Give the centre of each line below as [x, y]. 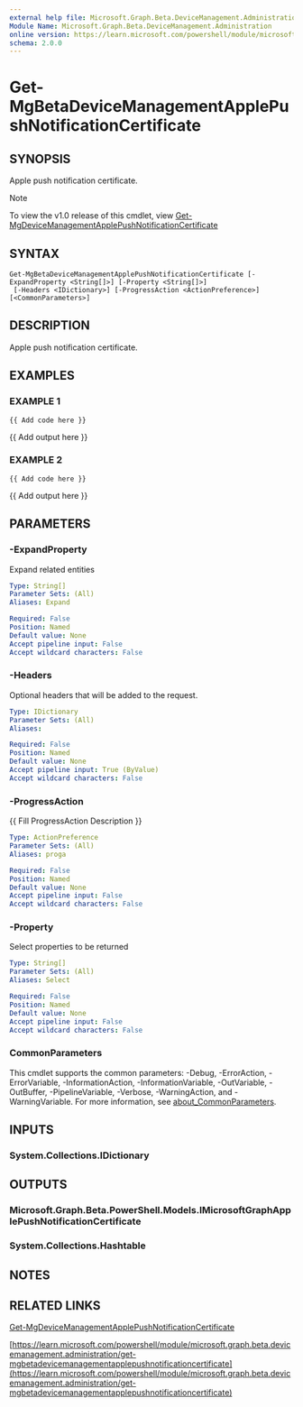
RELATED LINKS [55, 1306]
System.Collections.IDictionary [79, 1155]
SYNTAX [35, 253]
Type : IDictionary [44, 712]
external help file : [48, 18]
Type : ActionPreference [54, 838]
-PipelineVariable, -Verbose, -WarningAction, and [141, 1091]
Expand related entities [52, 569]
